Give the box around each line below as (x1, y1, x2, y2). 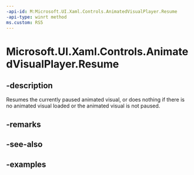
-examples (6, 159, 46, 169)
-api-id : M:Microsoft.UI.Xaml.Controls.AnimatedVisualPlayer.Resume (6, 8, 178, 15)
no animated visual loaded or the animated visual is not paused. (6, 102, 160, 109)
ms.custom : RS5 (6, 19, 44, 25)
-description (6, 80, 53, 90)
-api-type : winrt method (6, 14, 67, 20)
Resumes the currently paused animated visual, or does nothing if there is (6, 96, 185, 103)
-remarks (6, 119, 41, 129)
